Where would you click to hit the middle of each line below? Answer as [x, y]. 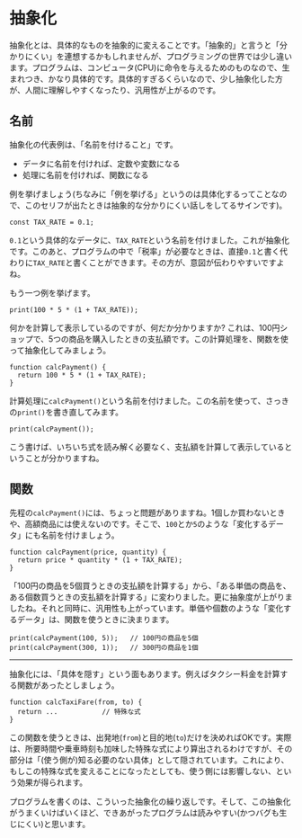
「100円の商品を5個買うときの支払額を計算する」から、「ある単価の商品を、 [150, 585]
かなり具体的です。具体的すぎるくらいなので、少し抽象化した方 [165, 78]
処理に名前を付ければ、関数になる [85, 174]
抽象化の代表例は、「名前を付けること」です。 [93, 144]
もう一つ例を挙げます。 [53, 292]
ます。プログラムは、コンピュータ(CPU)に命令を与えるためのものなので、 [146, 67]
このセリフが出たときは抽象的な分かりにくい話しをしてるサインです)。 [156, 205]
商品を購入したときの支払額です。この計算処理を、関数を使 [179, 339]
